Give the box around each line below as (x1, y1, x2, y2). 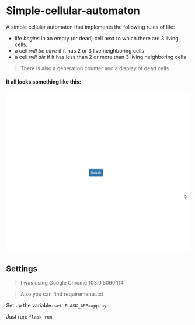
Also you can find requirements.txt (20, 291, 104, 298)
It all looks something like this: (6, 78, 82, 85)
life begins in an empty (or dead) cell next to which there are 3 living (14, 34, 179, 42)
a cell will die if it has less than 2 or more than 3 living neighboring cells (14, 53, 186, 60)
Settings (6, 264, 38, 274)
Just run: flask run (6, 313, 53, 320)
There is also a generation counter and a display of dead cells (20, 64, 169, 71)
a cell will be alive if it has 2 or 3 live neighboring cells (14, 47, 145, 54)
